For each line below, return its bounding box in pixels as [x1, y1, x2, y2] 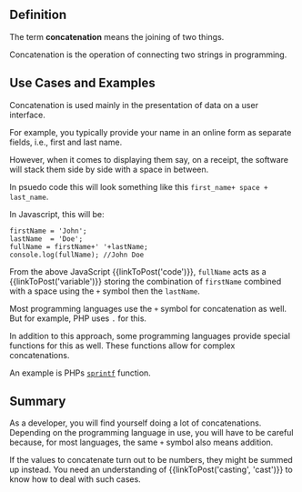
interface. [9, 109, 45, 120]
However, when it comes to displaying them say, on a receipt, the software [9, 154, 289, 165]
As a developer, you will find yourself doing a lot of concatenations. [9, 417, 262, 428]
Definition [9, 7, 66, 23]
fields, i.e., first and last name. [9, 136, 123, 147]
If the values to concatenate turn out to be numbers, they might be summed [9, 455, 293, 466]
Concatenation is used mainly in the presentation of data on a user [9, 99, 259, 110]
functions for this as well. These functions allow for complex [9, 340, 236, 351]
